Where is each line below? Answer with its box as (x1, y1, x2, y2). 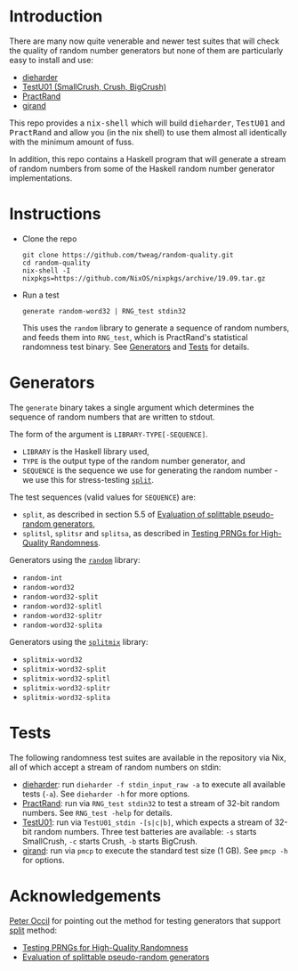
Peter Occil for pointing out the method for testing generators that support (9, 915, 281, 926)
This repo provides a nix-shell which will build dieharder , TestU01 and (9, 118, 286, 128)
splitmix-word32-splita (21, 693, 111, 702)
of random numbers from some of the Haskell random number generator (9, 163, 276, 174)
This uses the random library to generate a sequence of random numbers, (21, 322, 290, 333)
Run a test (21, 290, 60, 300)
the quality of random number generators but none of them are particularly (9, 45, 284, 55)
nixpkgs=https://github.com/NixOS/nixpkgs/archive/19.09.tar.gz (21, 273, 266, 282)
